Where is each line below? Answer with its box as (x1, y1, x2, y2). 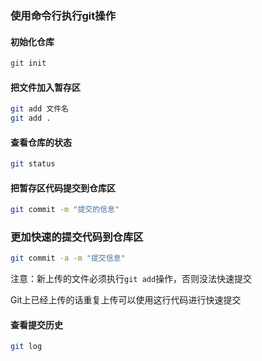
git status (10, 159, 56, 169)
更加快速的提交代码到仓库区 (10, 230, 144, 244)
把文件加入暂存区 (10, 81, 81, 93)
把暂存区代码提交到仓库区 (10, 182, 116, 194)
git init (10, 58, 47, 69)
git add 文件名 (10, 104, 69, 114)
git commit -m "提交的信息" (10, 205, 120, 215)
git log (10, 342, 43, 352)
